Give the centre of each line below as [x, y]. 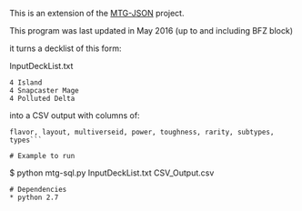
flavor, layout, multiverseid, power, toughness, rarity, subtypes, [142, 132]
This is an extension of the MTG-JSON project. [97, 13]
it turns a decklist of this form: [65, 48]
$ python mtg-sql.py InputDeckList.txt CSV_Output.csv [112, 173]
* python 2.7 [34, 197]
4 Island [26, 83]
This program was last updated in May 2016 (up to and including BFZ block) [151, 30]
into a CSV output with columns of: [75, 116]
